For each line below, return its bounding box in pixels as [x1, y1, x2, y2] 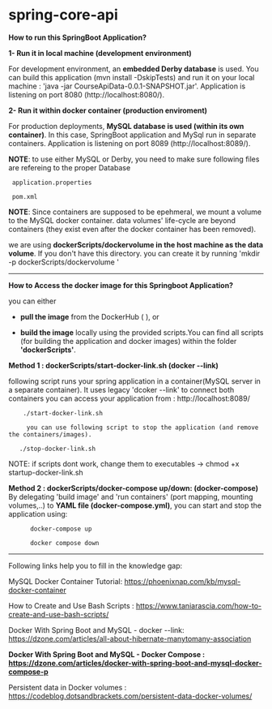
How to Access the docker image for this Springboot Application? [8, 280, 233, 290]
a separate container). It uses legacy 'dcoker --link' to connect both [8, 385, 235, 394]
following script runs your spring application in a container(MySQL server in [8, 376, 261, 386]
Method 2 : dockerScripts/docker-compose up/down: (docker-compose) [8, 483, 259, 492]
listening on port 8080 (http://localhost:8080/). [8, 89, 164, 99]
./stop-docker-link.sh [19, 445, 96, 453]
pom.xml [11, 192, 38, 200]
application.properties [11, 178, 92, 187]
